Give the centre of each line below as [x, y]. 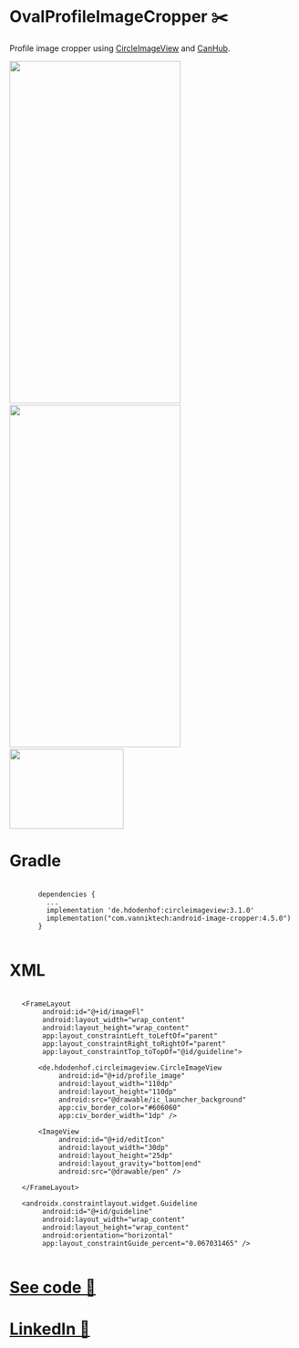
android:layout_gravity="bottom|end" [130, 1164]
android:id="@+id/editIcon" [112, 1139]
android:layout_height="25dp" [115, 1155]
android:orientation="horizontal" [108, 1235]
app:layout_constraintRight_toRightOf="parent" [134, 1044]
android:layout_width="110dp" [115, 1083]
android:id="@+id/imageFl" [93, 1012]
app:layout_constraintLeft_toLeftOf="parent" [130, 1036]
